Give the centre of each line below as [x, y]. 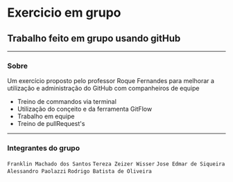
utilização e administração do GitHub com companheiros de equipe [103, 89]
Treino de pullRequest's [51, 124]
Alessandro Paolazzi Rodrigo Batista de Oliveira [80, 171]
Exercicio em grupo [64, 13]
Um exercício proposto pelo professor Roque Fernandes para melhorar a [111, 81]
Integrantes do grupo [44, 148]
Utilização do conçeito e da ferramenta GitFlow [85, 109]
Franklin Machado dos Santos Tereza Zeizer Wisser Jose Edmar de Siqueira [116, 164]
